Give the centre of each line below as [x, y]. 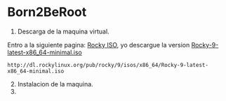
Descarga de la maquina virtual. [64, 31]
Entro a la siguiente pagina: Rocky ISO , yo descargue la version [99, 45]
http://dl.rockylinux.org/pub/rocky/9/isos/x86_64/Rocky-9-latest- [108, 65]
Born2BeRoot [47, 12]
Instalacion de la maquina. [55, 84]
